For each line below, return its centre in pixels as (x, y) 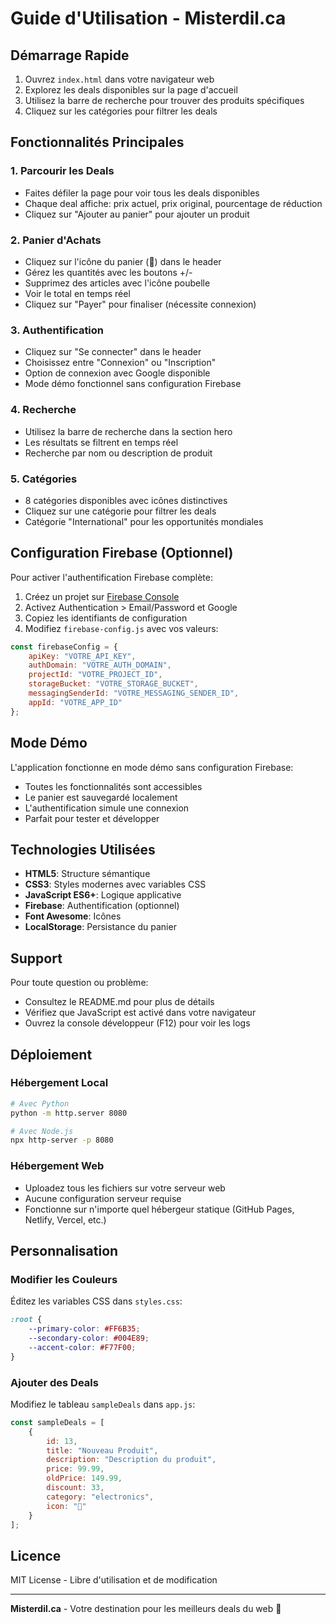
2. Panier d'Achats (56, 240)
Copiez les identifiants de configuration (106, 618)
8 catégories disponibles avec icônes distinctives (126, 500)
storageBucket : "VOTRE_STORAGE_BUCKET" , (113, 684)
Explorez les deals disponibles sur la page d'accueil (131, 90)
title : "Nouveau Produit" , (102, 1450)
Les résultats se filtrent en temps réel (101, 442)
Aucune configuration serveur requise (103, 1198)
